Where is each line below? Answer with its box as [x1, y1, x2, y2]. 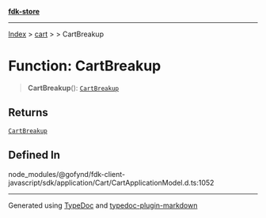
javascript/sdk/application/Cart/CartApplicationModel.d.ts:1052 [8, 178, 215, 187]
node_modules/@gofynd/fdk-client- [8, 169, 125, 179]
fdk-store [8, 7, 40, 16]
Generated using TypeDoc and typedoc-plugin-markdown [8, 201, 198, 210]
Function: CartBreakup [8, 57, 161, 75]
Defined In [8, 148, 61, 162]
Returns [8, 106, 49, 119]
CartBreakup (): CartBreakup [27, 83, 120, 92]
